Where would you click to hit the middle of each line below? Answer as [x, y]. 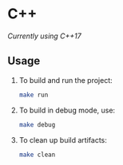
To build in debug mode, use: [67, 110]
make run [34, 95]
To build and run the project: [65, 80]
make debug [37, 124]
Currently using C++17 [44, 36]
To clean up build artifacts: [63, 139]
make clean [37, 155]
